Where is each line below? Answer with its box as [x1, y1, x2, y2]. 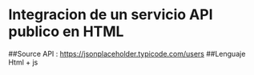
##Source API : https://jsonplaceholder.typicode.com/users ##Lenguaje [8, 49, 246, 58]
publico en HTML [8, 22, 124, 41]
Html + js [8, 57, 38, 67]
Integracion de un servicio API [8, 6, 214, 24]
